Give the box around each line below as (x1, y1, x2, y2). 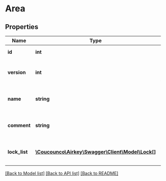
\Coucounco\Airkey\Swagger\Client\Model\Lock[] (35, 148, 156, 155)
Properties (5, 23, 39, 31)
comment (7, 122, 31, 129)
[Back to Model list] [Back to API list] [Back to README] (5, 171, 119, 176)
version (7, 69, 26, 75)
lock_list (7, 148, 28, 155)
